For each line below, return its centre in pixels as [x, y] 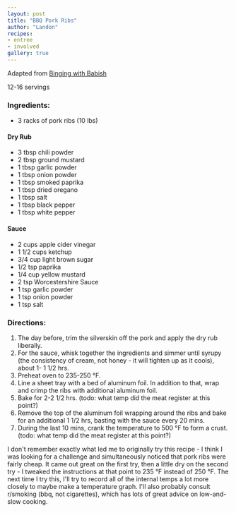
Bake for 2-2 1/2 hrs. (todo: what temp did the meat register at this [114, 398]
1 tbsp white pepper [46, 212]
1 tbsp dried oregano [48, 190]
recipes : [20, 34]
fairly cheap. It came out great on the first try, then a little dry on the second [118, 464]
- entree [20, 40]
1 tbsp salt [32, 198]
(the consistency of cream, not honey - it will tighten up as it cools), [116, 360]
